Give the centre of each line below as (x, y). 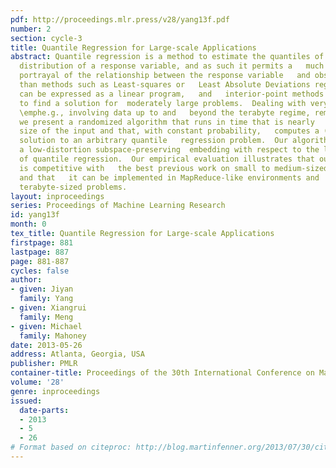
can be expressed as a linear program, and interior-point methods (172, 94)
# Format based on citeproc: (71, 447)
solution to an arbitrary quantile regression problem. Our (153, 141)
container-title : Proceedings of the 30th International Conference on (162, 373)
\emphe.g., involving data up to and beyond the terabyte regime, (165, 112)
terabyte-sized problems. (73, 187)
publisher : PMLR (44, 364)
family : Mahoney (53, 336)
